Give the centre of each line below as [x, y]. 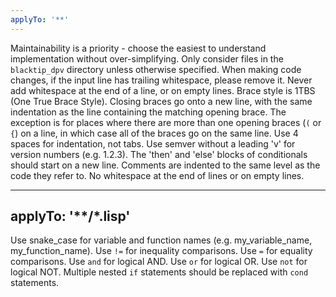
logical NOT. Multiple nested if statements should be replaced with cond [159, 272]
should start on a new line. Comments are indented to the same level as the [165, 165]
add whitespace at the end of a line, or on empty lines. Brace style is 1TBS [163, 90]
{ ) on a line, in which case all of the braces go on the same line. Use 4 [154, 133]
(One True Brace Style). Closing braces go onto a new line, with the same [161, 101]
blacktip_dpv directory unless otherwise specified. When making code [156, 69]
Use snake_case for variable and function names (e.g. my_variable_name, [161, 240]
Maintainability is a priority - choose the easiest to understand [138, 48]
